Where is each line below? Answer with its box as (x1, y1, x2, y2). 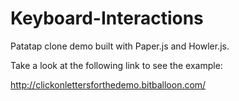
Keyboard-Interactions (10, 7, 204, 30)
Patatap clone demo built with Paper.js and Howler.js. (10, 40, 230, 52)
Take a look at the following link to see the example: (10, 59, 223, 71)
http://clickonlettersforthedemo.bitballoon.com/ (10, 78, 207, 91)
